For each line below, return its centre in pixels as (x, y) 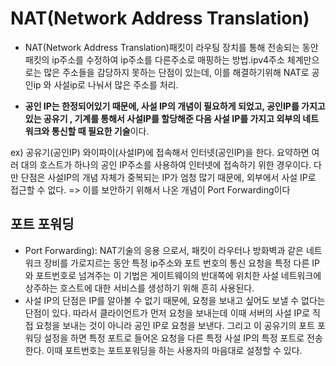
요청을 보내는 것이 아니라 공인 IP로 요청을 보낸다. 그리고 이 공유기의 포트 (175, 325)
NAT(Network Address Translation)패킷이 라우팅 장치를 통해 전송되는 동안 (171, 47)
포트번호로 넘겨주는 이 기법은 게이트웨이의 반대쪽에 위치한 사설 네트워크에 (178, 275)
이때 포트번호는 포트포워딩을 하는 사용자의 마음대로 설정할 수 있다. (174, 350)
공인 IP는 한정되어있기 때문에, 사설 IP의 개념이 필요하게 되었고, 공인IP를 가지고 (175, 106)
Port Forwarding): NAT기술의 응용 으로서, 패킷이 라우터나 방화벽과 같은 (164, 250)
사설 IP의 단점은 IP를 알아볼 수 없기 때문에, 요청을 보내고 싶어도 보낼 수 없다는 (175, 300)
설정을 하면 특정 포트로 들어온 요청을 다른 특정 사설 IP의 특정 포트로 (174, 338)
